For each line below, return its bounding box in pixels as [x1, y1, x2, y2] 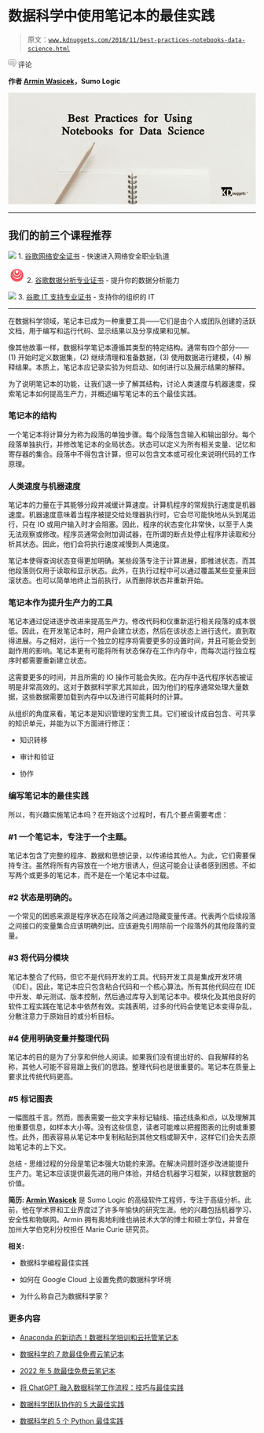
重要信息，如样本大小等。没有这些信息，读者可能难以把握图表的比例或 [14, 1123, 242, 1132]
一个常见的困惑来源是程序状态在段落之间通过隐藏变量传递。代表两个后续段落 [8, 911, 256, 920]
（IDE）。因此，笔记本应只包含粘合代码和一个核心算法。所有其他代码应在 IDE [8, 982, 256, 991]
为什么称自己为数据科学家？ [19, 1292, 110, 1301]
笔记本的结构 [8, 410, 57, 421]
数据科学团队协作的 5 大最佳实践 [19, 1399, 124, 1409]
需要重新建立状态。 [28, 656, 91, 665]
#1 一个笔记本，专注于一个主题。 [8, 831, 132, 842]
